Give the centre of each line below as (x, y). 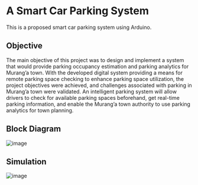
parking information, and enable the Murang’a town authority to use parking (98, 104)
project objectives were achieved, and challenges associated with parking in (99, 85)
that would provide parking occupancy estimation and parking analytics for (98, 66)
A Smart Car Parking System (78, 11)
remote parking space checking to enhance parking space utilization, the (95, 79)
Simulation (26, 162)
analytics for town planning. (40, 110)
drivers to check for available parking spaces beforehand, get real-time (93, 98)
